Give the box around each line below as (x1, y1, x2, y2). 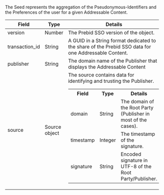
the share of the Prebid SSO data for (68, 44, 151, 50)
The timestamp (120, 131, 155, 137)
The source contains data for (68, 72, 135, 78)
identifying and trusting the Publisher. (68, 78, 155, 84)
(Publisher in (120, 110, 150, 117)
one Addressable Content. (68, 49, 128, 56)
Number (44, 29, 63, 36)
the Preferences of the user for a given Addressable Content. (5, 9, 128, 15)
